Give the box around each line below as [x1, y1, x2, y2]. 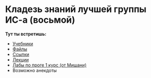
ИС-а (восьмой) [5, 14, 75, 26]
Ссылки [12, 51, 29, 57]
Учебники [12, 40, 33, 46]
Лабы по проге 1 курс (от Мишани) [12, 62, 86, 68]
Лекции [12, 56, 29, 62]
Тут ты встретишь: [5, 31, 46, 37]
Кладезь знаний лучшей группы [5, 4, 146, 15]
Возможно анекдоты [12, 67, 57, 73]
